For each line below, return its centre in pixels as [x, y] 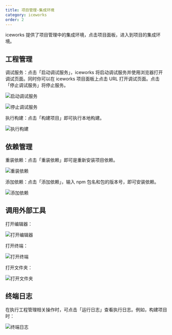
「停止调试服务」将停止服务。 [37, 85]
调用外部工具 [26, 210]
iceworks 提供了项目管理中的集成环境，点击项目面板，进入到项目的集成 [81, 35]
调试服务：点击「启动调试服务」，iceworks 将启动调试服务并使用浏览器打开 [84, 72]
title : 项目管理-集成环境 [30, 10]
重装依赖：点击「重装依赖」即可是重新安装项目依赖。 [62, 160]
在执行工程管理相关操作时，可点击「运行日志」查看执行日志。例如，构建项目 [86, 309]
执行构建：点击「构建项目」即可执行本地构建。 [55, 118]
